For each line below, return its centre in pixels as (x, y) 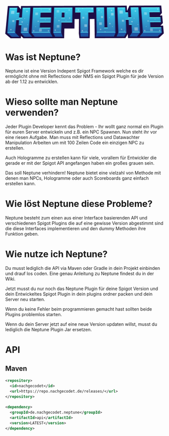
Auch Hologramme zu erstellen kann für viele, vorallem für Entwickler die (81, 158)
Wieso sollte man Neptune (62, 102)
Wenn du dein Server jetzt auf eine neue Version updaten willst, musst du (81, 324)
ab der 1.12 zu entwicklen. (32, 82)
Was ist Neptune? (43, 57)
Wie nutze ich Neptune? (57, 254)
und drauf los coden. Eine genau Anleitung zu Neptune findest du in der (80, 274)
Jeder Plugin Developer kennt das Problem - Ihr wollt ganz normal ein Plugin (84, 127)
